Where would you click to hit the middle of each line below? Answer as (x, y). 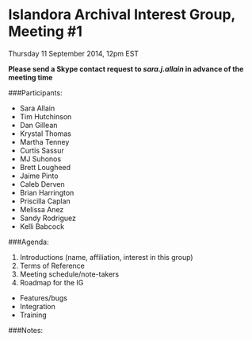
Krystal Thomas (46, 134)
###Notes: (26, 330)
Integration (37, 306)
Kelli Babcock (42, 226)
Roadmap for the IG (52, 282)
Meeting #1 (46, 31)
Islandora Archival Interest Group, (122, 15)
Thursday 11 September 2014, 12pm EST (74, 53)
